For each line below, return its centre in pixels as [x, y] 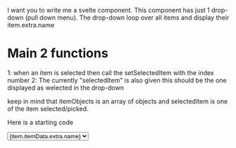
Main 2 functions [58, 54]
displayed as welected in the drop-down [66, 88]
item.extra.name [31, 25]
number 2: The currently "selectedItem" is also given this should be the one [117, 80]
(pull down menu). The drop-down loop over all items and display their [127, 18]
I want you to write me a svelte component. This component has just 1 [108, 10]
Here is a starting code [41, 122]
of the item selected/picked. [48, 109]
